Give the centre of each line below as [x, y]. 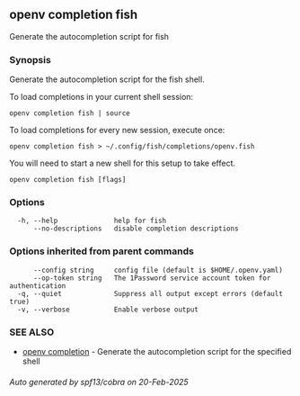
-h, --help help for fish [92, 221]
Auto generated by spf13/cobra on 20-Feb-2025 [99, 382]
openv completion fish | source [70, 113]
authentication [38, 286]
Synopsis [30, 59]
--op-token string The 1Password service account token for [152, 278]
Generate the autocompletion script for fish [89, 36]
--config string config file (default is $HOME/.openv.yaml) [158, 270]
